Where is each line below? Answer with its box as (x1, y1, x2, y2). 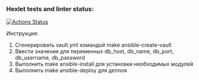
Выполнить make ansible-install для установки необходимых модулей (14, 60, 194, 67)
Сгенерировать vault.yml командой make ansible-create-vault (14, 41, 172, 49)
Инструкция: (6, 30, 39, 37)
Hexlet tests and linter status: (6, 5, 94, 13)
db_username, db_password (14, 54, 85, 61)
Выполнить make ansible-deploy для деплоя (14, 67, 127, 74)
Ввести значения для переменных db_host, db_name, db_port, (14, 48, 174, 55)
